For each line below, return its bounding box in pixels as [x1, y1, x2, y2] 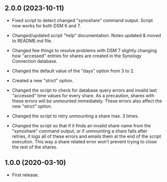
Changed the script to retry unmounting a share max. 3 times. [11, 113, 139, 119]
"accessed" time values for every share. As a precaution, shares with [11, 92, 154, 98]
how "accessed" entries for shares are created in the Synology [11, 53, 142, 59]
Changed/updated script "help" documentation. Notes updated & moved [11, 32, 161, 38]
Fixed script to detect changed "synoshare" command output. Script [11, 17, 153, 23]
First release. [11, 171, 39, 177]
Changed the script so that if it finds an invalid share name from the [11, 122, 151, 128]
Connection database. [11, 58, 58, 64]
